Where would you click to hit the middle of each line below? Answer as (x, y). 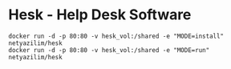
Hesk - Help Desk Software (100, 15)
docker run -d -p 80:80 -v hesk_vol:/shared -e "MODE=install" (116, 36)
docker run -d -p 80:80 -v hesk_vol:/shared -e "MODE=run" (109, 50)
